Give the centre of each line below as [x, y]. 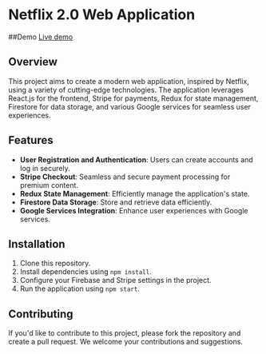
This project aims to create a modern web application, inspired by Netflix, [129, 81]
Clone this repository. [55, 263]
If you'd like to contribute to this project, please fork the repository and [125, 333]
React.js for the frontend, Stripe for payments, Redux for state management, [133, 98]
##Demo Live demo [41, 37]
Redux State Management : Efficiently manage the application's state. [135, 193]
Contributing [41, 314]
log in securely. [45, 168]
